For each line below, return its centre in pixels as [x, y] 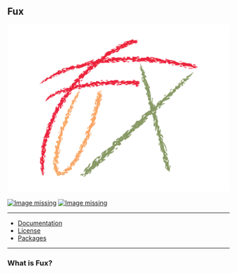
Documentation [40, 223]
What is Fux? [30, 262]
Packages [32, 238]
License [29, 230]
